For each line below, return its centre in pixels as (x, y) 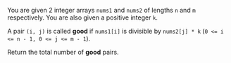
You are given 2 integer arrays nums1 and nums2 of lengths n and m (101, 10)
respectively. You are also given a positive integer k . (83, 17)
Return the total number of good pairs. (63, 52)
